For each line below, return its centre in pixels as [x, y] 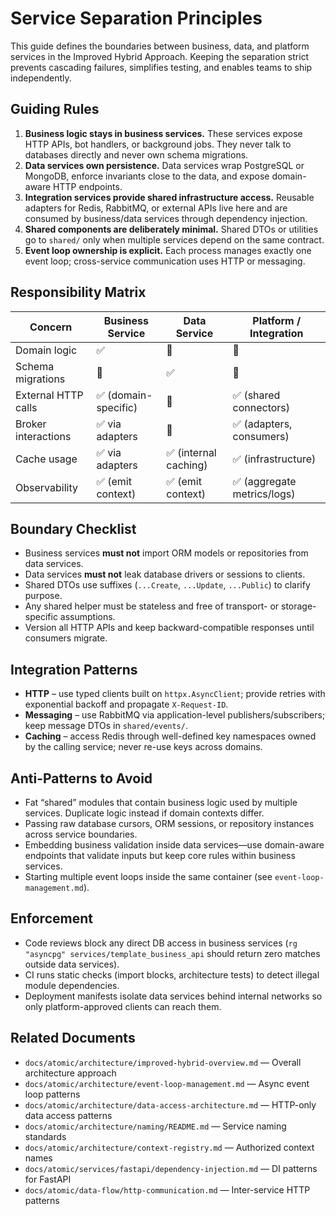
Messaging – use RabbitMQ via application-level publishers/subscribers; [175, 715]
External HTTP [49, 395]
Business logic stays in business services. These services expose [163, 133]
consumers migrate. [66, 638]
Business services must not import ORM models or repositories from [166, 553]
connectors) [261, 407]
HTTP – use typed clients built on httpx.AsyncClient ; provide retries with [175, 694]
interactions [43, 436]
